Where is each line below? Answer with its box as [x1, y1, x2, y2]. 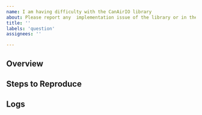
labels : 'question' [6, 25, 55, 32]
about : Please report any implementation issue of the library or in [6, 14, 187, 20]
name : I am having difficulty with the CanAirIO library [6, 8, 152, 15]
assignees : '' [6, 31, 42, 37]
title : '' [6, 20, 31, 26]
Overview [6, 58, 44, 69]
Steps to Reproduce [6, 78, 82, 89]
